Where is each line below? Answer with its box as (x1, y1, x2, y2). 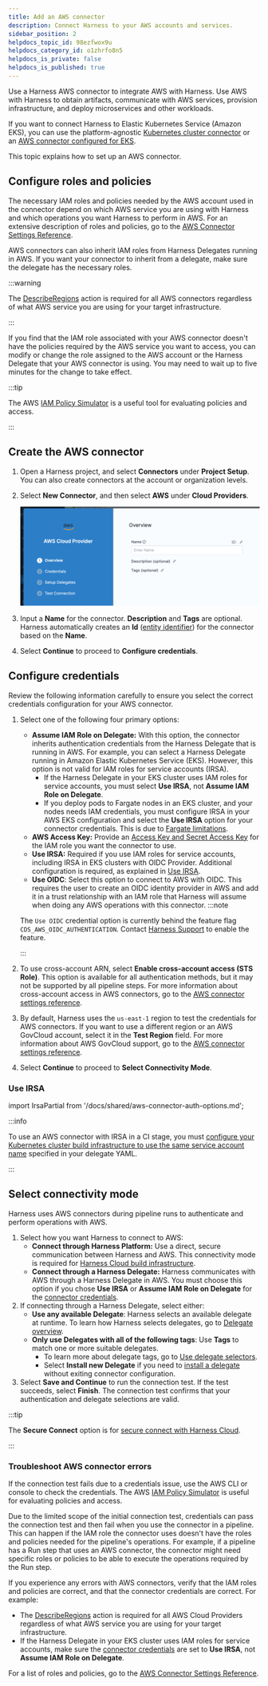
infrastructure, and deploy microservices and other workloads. (8, 103, 214, 113)
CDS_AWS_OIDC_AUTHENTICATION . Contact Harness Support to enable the (19, 924, 250, 934)
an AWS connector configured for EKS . (8, 136, 136, 146)
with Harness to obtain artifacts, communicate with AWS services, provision (8, 94, 258, 104)
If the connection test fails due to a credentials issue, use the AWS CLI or (8, 1479, 248, 1488)
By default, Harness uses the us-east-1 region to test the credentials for (19, 1013, 257, 1023)
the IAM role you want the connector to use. (31, 840, 177, 850)
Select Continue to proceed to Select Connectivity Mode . (19, 1063, 213, 1072)
